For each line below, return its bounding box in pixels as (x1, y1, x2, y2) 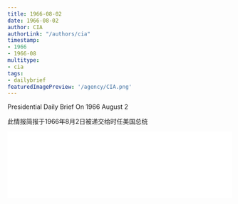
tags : (7, 70, 24, 77)
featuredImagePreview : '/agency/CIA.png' (7, 83, 133, 90)
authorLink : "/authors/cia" (7, 30, 91, 38)
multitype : (7, 57, 40, 64)
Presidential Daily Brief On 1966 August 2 (7, 102, 128, 111)
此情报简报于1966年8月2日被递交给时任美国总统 (7, 117, 148, 126)
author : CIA (7, 23, 43, 31)
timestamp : (7, 37, 40, 44)
